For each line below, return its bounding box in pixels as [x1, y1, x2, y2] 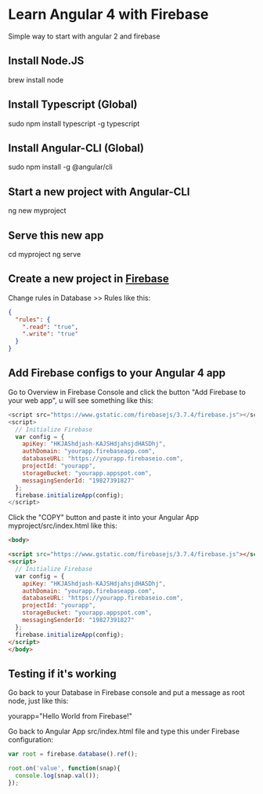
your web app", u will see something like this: [8, 395, 154, 405]
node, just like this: [8, 697, 69, 706]
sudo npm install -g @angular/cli [8, 163, 113, 172]
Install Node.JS [8, 54, 85, 68]
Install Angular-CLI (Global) [8, 141, 145, 155]
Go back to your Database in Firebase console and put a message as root [8, 688, 245, 697]
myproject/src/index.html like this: [8, 521, 117, 531]
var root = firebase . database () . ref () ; [8, 750, 139, 759]
